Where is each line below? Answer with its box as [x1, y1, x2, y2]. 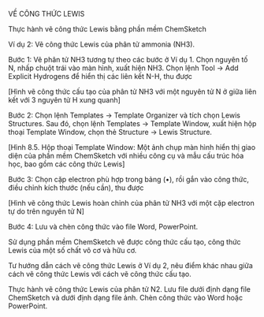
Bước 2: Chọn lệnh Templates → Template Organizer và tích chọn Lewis [8, 110, 240, 120]
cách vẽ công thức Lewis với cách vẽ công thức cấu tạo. [8, 270, 191, 278]
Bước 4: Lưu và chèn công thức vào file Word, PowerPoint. [8, 222, 199, 231]
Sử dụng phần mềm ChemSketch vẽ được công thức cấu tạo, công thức [8, 237, 242, 246]
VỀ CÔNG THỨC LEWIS [8, 9, 85, 18]
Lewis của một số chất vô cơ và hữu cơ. [8, 246, 137, 255]
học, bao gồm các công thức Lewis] [8, 159, 125, 169]
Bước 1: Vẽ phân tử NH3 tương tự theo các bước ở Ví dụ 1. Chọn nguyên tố [8, 55, 248, 64]
